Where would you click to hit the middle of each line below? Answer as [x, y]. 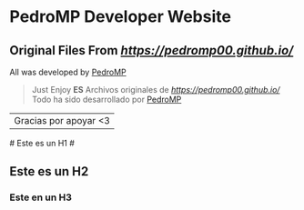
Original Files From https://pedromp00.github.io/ [152, 50]
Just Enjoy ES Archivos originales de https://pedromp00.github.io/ [156, 90]
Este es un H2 [49, 171]
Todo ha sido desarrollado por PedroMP [106, 99]
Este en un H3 [41, 197]
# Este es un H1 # [42, 143]
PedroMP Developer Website [121, 17]
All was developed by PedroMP [68, 72]
